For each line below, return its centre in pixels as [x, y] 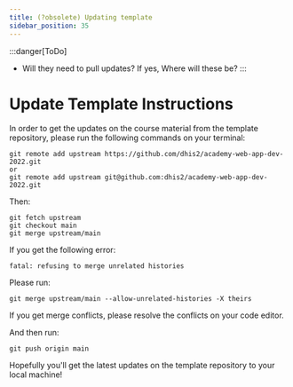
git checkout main [43, 226]
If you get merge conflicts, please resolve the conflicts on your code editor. [146, 315]
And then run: [34, 333]
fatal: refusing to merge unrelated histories [97, 266]
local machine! [36, 375]
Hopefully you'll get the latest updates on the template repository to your [142, 366]
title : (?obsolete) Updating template [81, 17]
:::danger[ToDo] [38, 51]
